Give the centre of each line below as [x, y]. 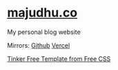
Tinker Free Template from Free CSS [59, 59]
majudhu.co [42, 13]
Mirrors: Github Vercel [39, 45]
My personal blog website [44, 32]
